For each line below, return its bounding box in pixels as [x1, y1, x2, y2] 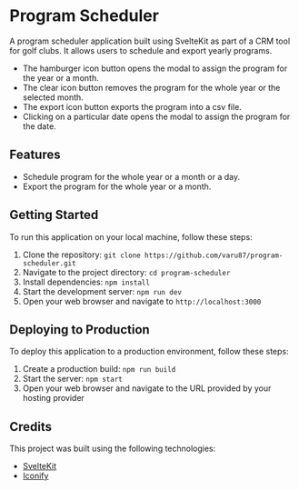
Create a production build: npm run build [22, 364, 176, 375]
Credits [9, 419, 53, 435]
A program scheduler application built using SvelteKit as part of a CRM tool [9, 35, 291, 46]
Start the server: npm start [22, 374, 123, 385]
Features [9, 147, 61, 163]
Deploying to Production [9, 322, 150, 337]
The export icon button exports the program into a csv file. [22, 101, 243, 112]
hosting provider [22, 393, 85, 404]
